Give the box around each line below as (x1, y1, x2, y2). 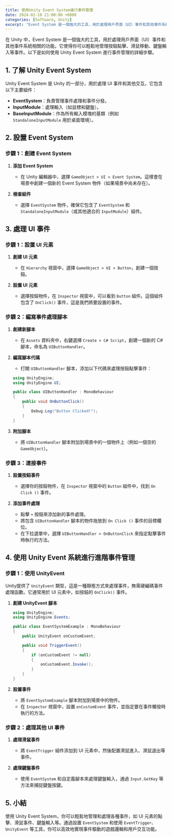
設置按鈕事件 (12, 472, 40, 478)
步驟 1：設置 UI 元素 (5, 242, 54, 249)
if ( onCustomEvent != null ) (31, 652, 91, 657)
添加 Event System (12, 163, 53, 169)
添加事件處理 (12, 500, 40, 506)
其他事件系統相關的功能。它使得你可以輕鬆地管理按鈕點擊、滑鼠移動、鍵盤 (5, 43, 162, 49)
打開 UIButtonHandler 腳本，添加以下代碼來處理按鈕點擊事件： (20, 365, 152, 371)
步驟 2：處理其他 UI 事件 (5, 724, 65, 731)
